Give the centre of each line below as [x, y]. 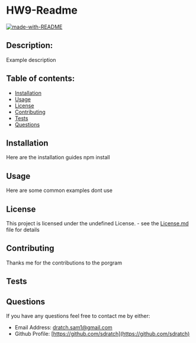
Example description [31, 59]
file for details [23, 230]
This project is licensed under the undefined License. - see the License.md [97, 223]
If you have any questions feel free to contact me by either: [78, 316]
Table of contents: [41, 79]
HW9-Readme [42, 10]
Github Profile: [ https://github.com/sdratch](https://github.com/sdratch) [102, 334]
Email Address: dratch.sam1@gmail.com [63, 328]
